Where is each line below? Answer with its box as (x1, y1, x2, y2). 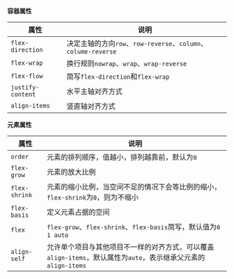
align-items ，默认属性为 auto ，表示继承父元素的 (47, 252, 205, 262)
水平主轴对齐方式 (66, 86, 123, 96)
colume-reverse (66, 48, 117, 55)
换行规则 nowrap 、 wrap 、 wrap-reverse (66, 59, 187, 68)
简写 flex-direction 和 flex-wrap (66, 72, 170, 81)
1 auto (47, 232, 69, 239)
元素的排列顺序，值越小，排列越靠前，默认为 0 (47, 153, 197, 162)
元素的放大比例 (47, 167, 96, 176)
